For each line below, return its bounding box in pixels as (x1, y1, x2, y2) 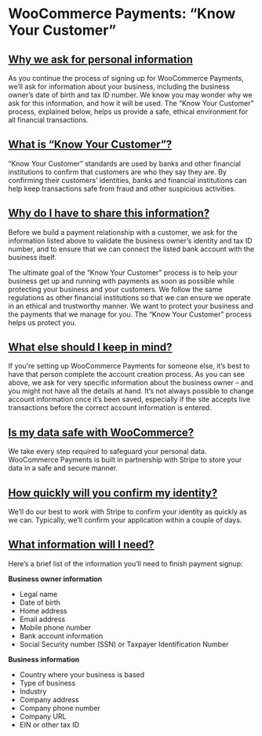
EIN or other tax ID (19, 720, 80, 729)
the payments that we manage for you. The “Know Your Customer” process (8, 309, 253, 319)
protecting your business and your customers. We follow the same (8, 284, 223, 294)
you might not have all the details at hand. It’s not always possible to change (8, 386, 254, 396)
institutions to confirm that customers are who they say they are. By (8, 167, 227, 177)
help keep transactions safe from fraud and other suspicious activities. (8, 184, 237, 193)
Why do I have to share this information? (8, 207, 210, 220)
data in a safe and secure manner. (8, 463, 118, 473)
